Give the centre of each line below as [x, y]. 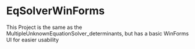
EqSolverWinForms [55, 11]
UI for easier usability [32, 40]
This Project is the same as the [44, 27]
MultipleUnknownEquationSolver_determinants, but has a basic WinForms [97, 33]
